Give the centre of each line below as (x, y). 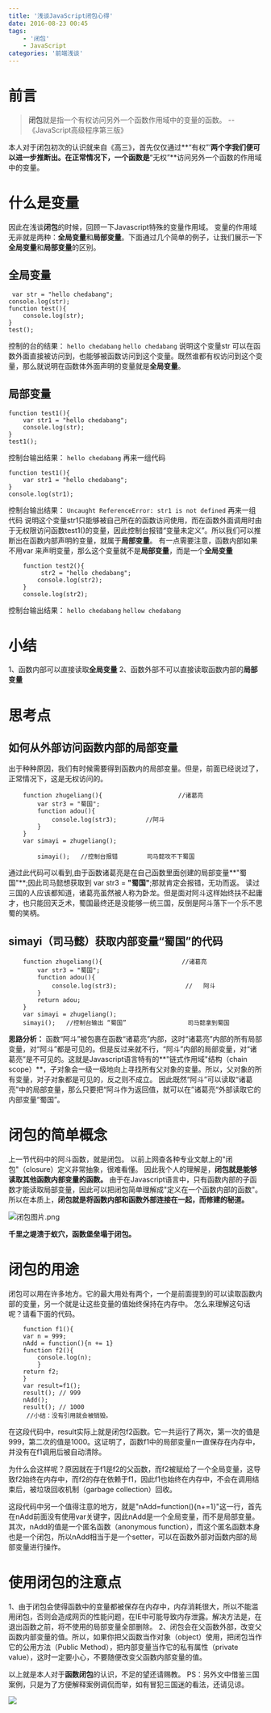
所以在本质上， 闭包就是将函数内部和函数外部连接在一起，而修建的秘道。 (128, 1200)
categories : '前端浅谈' (46, 53)
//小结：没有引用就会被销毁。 (69, 1416)
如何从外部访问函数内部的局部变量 (93, 748)
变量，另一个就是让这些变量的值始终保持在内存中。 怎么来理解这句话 (136, 1304)
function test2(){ (54, 566)
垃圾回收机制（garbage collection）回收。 (106, 1490)
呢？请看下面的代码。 (44, 1314)
